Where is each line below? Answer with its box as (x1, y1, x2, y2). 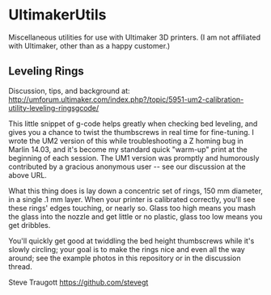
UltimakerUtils (8, 6, 107, 24)
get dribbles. (8, 220, 51, 230)
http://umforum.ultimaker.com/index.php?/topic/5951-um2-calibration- (8, 95, 244, 104)
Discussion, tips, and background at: (8, 86, 131, 95)
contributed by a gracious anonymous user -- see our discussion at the (8, 162, 246, 171)
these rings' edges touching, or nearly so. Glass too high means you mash (8, 203, 256, 213)
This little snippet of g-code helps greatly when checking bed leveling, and (8, 119, 258, 129)
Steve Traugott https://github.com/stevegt (8, 277, 149, 287)
